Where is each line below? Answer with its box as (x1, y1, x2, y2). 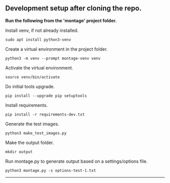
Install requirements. (5, 102, 48, 108)
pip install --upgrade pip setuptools (5, 93, 87, 98)
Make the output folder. (5, 139, 54, 145)
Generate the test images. (5, 121, 59, 127)
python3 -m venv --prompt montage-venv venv (5, 56, 101, 61)
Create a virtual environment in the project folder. (5, 46, 108, 52)
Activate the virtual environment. (5, 64, 73, 70)
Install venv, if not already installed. (5, 27, 79, 33)
